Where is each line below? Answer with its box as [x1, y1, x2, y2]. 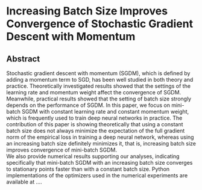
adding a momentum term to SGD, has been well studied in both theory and [6, 76, 194, 83]
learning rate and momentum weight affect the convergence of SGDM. [6, 89, 181, 96]
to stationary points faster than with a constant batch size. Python [6, 165, 170, 173]
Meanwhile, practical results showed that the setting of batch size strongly [6, 95, 192, 102]
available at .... [6, 179, 42, 185]
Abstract [6, 54, 40, 64]
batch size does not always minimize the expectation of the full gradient [6, 127, 185, 134]
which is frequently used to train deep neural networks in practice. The [6, 114, 183, 121]
